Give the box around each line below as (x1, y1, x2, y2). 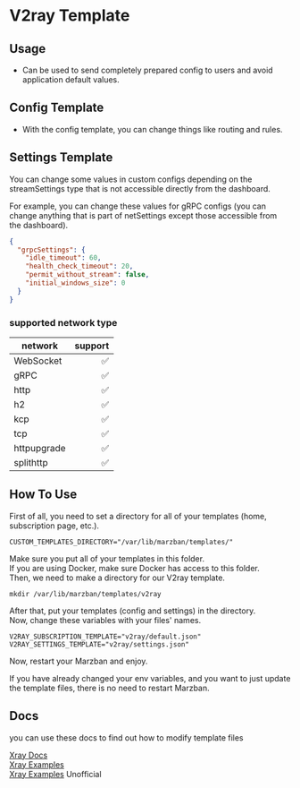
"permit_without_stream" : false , (25, 270, 150, 279)
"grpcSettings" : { (17, 245, 87, 254)
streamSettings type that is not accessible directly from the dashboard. (9, 183, 271, 193)
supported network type (9, 316, 118, 329)
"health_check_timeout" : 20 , (25, 261, 134, 271)
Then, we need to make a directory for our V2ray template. (9, 572, 226, 583)
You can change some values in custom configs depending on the (9, 174, 253, 184)
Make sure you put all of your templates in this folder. (9, 552, 205, 564)
